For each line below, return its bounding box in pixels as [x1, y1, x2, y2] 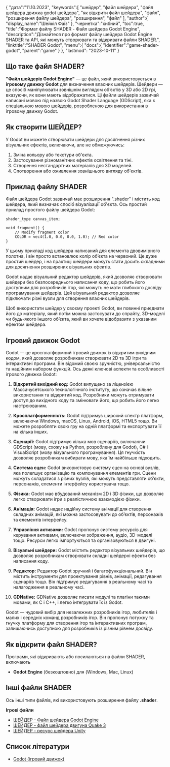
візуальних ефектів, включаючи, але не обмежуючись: [6, 142, 125, 148]
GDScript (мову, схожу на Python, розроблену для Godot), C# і [13, 444, 148, 450]
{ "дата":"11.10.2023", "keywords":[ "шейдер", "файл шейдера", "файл [6, 5, 154, 10]
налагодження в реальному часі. [13, 584, 85, 590]
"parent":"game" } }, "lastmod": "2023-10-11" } [22, 48, 119, 53]
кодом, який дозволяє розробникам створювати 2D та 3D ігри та [6, 355, 147, 361]
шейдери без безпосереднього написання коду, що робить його [6, 279, 145, 285]
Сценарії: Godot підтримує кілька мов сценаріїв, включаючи [13, 439, 146, 445]
